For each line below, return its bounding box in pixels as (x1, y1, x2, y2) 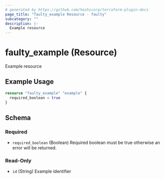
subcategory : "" (5, 16, 38, 21)
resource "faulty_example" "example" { (5, 90, 87, 95)
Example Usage (5, 78, 54, 86)
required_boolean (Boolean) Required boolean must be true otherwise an (12, 139, 160, 146)
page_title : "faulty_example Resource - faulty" (5, 12, 107, 17)
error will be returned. (12, 145, 57, 151)
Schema (5, 113, 31, 122)
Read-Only (5, 157, 32, 164)
